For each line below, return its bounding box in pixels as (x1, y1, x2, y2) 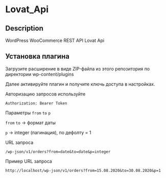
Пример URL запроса (5, 158, 52, 164)
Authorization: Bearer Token (5, 100, 67, 106)
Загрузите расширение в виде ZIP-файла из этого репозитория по (5, 65, 150, 72)
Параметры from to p (5, 110, 51, 116)
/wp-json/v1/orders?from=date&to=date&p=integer (5, 149, 111, 154)
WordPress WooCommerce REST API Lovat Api (5, 37, 105, 43)
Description (5, 24, 43, 33)
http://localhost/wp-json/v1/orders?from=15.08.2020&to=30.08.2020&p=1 (5, 168, 161, 173)
